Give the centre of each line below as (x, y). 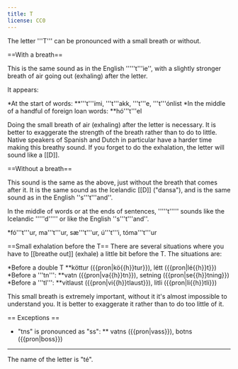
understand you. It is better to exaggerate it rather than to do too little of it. (116, 304)
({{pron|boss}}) (40, 338)
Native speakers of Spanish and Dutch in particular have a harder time (110, 140)
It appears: (23, 89)
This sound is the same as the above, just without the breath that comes (113, 182)
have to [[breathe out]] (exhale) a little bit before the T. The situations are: (114, 253)
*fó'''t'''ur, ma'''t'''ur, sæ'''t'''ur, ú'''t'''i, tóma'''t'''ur (82, 232)
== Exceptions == (34, 317)
